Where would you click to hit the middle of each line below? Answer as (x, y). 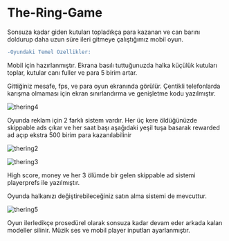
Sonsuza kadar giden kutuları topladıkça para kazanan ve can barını (104, 32)
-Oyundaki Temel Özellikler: (49, 52)
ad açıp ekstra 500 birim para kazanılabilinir (70, 135)
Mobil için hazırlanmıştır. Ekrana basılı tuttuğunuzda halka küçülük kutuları (112, 65)
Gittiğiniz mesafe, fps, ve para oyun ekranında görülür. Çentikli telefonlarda (114, 86)
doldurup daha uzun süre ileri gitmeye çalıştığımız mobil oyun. (95, 39)
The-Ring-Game (55, 13)
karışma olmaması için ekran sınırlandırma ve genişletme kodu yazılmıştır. (111, 93)
